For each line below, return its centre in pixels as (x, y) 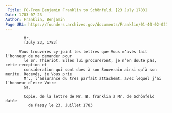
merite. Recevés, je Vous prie (39, 74)
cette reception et (26, 65)
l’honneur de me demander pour (39, 56)
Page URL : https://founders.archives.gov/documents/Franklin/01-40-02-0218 (88, 24)
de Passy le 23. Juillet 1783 (60, 105)
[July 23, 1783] (41, 43)
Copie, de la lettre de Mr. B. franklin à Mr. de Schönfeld (89, 97)
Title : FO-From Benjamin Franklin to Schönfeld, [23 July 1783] (77, 10)
